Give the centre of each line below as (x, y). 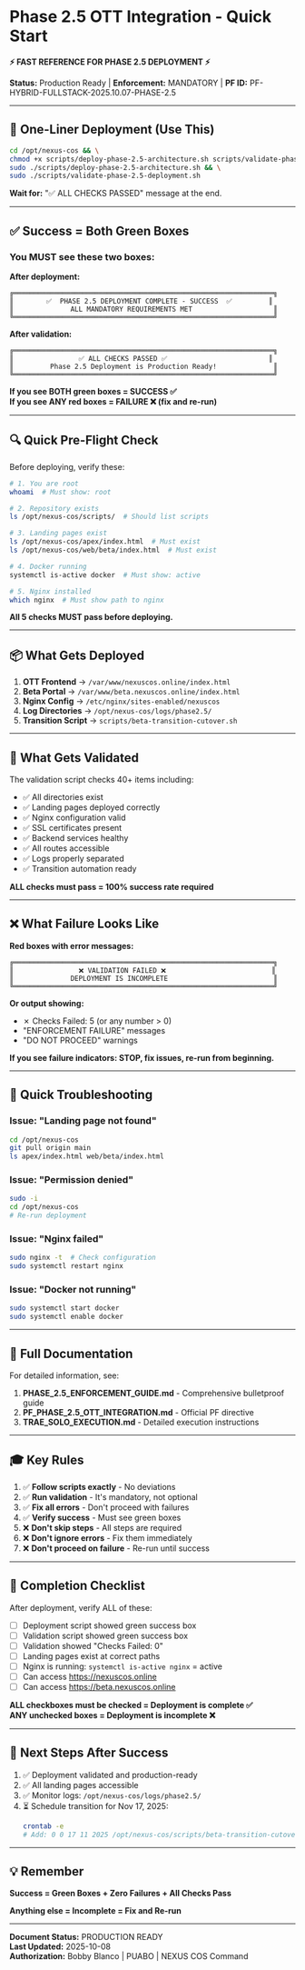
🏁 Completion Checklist (77, 1586)
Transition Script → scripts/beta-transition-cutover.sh (130, 721)
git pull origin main (50, 1148)
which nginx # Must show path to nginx (87, 600)
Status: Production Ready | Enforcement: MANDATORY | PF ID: (128, 83)
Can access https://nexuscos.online (89, 1676)
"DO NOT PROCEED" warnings (80, 1040)
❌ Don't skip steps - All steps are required (102, 1527)
